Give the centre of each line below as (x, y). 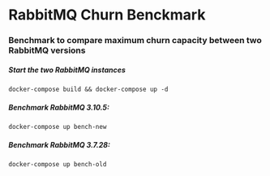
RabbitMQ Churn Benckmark (107, 15)
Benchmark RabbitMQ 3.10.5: (59, 107)
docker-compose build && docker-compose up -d (88, 90)
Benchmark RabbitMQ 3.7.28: (60, 144)
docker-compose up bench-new (58, 127)
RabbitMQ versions (47, 50)
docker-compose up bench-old (58, 165)
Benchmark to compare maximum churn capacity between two (135, 41)
